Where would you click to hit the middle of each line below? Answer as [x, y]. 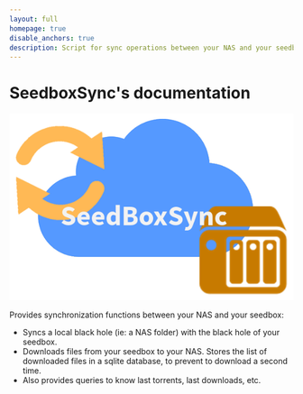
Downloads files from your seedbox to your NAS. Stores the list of [145, 352]
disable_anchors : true [52, 38]
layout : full [34, 19]
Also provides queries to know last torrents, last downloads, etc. [142, 380]
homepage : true [38, 28]
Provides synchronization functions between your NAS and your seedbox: [147, 315]
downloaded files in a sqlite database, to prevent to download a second [155, 362]
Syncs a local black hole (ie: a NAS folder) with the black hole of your [151, 333]
